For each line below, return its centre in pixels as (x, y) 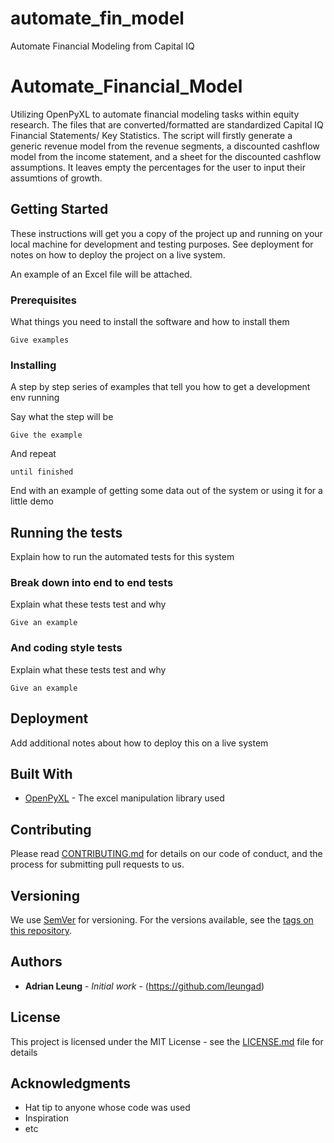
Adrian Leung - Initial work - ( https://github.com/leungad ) (144, 986)
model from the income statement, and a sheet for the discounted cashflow (166, 156)
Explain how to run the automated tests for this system (122, 557)
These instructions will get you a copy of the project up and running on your (166, 233)
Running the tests (66, 532)
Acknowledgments (71, 1083)
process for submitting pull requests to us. (97, 864)
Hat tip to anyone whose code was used (107, 1108)
